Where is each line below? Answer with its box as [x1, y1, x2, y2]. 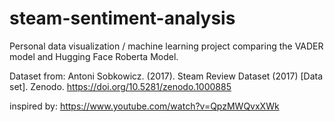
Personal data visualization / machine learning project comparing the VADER [9, 40, 324, 52]
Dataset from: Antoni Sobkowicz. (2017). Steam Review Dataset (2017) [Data [9, 70, 324, 82]
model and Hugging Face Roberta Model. [9, 50, 179, 62]
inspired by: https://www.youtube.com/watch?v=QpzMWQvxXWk [9, 100, 280, 112]
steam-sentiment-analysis [9, 7, 236, 30]
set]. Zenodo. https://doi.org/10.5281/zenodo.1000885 [9, 80, 232, 92]
